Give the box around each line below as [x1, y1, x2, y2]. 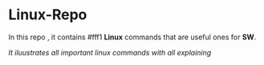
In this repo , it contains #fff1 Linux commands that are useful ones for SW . [8, 32, 257, 42]
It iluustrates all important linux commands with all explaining [8, 47, 212, 57]
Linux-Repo [8, 6, 87, 24]
